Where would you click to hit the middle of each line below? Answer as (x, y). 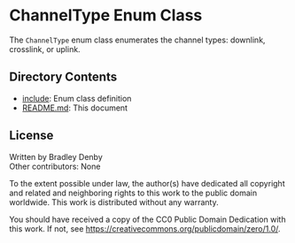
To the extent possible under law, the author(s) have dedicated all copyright (147, 183)
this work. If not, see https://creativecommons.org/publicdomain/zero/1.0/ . (145, 228)
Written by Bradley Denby (56, 156)
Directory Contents (63, 77)
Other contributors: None (55, 166)
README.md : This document (75, 108)
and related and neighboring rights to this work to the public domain (133, 193)
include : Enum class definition (77, 98)
